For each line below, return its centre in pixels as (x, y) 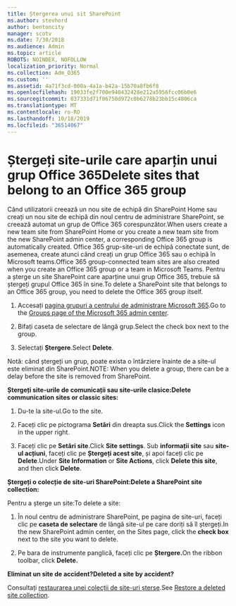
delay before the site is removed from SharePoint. (79, 376)
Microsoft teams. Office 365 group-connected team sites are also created (113, 262)
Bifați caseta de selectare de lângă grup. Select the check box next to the (123, 327)
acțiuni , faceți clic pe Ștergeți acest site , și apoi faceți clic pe (114, 453)
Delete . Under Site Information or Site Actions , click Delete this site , (117, 461)
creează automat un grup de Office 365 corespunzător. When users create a (117, 224)
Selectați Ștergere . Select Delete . (66, 348)
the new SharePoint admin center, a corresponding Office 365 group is (110, 240)
